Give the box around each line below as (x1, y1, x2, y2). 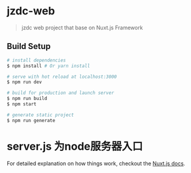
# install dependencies (7, 57, 66, 63)
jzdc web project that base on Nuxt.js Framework (21, 24, 143, 31)
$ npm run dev (7, 79, 43, 85)
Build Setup (7, 41, 51, 51)
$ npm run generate (7, 117, 56, 123)
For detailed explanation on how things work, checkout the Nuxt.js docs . (7, 160, 186, 167)
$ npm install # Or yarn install (7, 63, 90, 69)
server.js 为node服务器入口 (7, 139, 143, 153)
